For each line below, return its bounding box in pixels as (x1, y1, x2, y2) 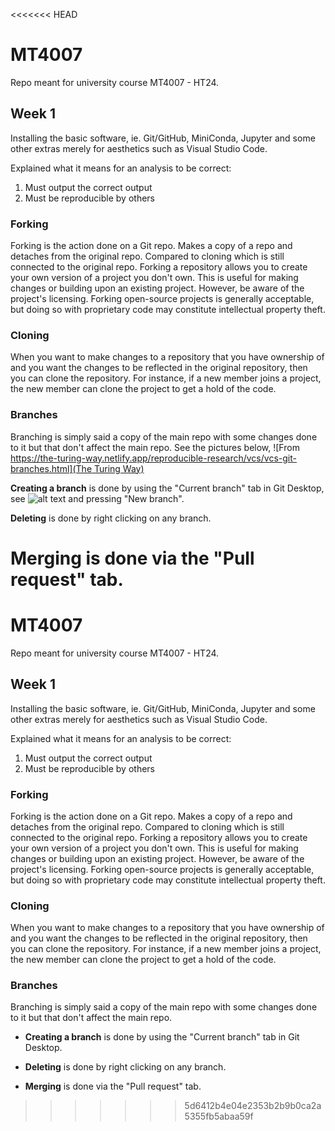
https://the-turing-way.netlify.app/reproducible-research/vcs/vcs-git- (10, 452, 297, 464)
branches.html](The (10, 462, 93, 474)
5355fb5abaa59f (184, 1110, 254, 1123)
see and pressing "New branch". (10, 492, 185, 504)
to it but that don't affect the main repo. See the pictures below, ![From (10, 441, 300, 453)
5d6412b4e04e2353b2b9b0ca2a (184, 1100, 322, 1112)
